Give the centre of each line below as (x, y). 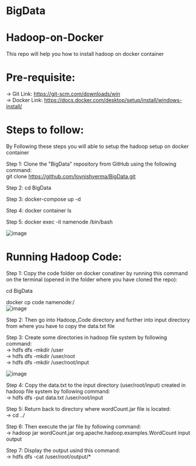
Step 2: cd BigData (29, 188)
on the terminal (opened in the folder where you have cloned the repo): (92, 279)
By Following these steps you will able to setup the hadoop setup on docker (97, 146)
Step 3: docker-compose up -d (43, 199)
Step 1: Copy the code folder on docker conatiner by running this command (97, 273)
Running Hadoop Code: (64, 257)
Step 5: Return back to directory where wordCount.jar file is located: (89, 408)
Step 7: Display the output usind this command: (63, 450)
